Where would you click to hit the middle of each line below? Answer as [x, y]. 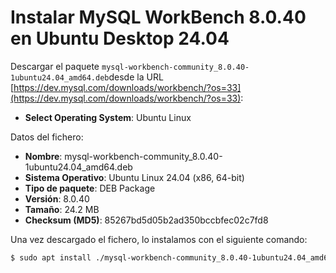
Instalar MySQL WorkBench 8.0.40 [158, 17]
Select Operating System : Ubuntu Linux [108, 117]
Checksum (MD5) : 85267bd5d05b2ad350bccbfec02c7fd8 [146, 220]
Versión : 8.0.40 [57, 198]
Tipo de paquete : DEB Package [90, 188]
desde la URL [136, 77]
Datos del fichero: [47, 137]
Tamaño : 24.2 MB [62, 209]
